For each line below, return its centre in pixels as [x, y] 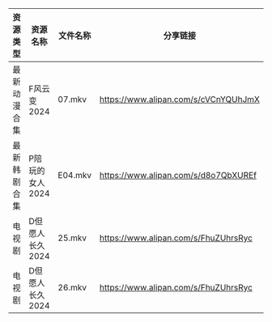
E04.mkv [74, 175]
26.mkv [72, 288]
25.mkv [72, 238]
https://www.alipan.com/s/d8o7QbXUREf [178, 175]
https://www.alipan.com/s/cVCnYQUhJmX [180, 99]
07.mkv [72, 99]
